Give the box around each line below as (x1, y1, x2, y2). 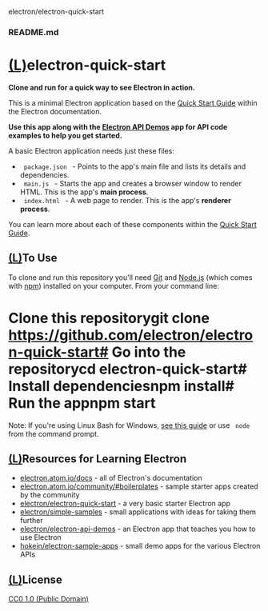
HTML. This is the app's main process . (19, 187, 149, 197)
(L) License (8, 573, 62, 586)
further (19, 516, 44, 525)
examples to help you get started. (8, 130, 122, 140)
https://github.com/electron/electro (8, 325, 254, 344)
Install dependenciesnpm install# (8, 377, 234, 395)
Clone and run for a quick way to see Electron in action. (8, 82, 196, 92)
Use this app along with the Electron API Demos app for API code (8, 122, 228, 131)
